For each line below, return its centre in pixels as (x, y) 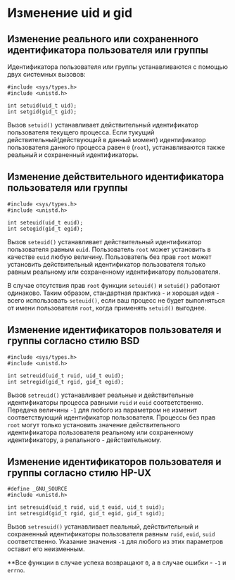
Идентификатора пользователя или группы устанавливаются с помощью (118, 67)
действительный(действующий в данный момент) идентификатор (107, 140)
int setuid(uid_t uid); (42, 106)
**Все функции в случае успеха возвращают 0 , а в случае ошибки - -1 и (117, 563)
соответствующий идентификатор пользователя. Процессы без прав (112, 417)
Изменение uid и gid (70, 13)
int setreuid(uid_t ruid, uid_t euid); (66, 376)
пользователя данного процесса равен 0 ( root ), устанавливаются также (116, 147)
